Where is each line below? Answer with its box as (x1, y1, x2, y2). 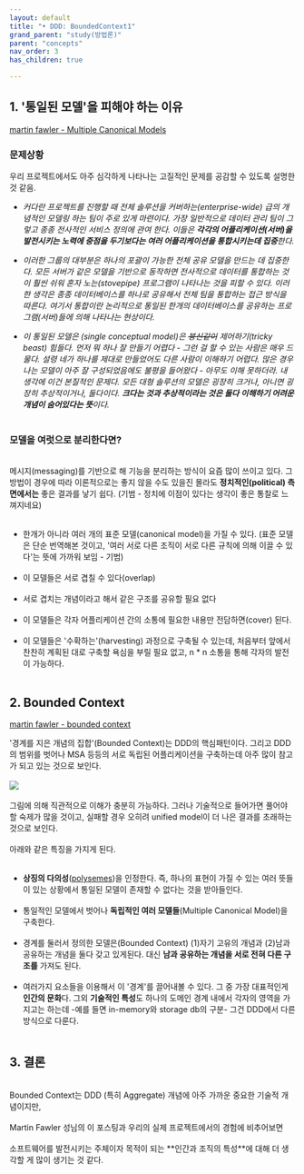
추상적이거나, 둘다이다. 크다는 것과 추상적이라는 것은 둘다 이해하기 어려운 (39, 388, 295, 399)
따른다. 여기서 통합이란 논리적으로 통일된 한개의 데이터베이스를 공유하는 (22, 301, 275, 312)
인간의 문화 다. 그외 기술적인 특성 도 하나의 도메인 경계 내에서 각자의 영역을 (22, 992, 281, 1004)
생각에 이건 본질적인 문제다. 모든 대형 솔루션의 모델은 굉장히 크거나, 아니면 (22, 376, 284, 387)
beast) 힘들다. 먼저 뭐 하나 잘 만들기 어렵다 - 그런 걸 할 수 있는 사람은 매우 (22, 343, 284, 353)
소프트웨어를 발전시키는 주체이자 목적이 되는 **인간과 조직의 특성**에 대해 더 (9, 1143, 279, 1154)
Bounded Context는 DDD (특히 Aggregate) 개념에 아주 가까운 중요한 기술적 (9, 1089, 279, 1100)
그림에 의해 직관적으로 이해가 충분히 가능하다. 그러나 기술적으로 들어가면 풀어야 (9, 801, 289, 811)
